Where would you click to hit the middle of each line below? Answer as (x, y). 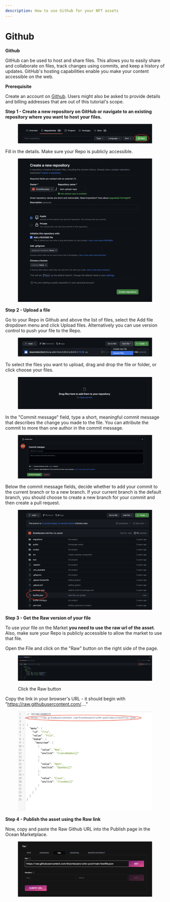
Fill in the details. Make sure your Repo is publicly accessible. (69, 152)
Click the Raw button (40, 689)
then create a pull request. (33, 503)
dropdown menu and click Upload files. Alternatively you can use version (81, 325)
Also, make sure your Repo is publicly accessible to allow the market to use (84, 633)
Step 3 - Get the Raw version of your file (48, 618)
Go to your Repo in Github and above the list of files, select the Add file (79, 320)
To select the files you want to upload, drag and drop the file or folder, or (81, 364)
